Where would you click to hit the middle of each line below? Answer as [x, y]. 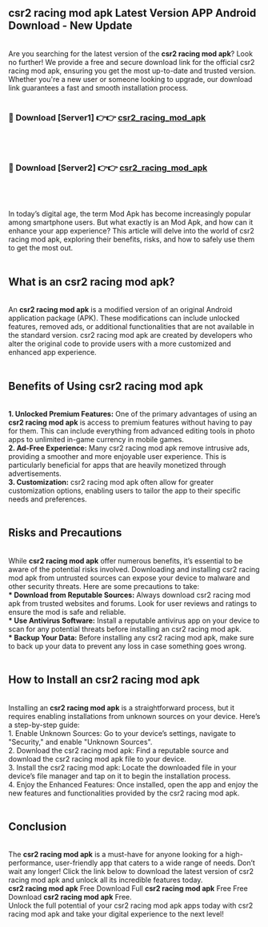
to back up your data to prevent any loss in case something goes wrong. [127, 646]
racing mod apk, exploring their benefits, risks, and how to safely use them [132, 239]
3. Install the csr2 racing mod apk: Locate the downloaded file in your [123, 767]
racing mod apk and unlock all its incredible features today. [106, 880]
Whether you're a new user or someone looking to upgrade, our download [130, 79]
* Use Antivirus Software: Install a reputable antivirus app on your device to [134, 620]
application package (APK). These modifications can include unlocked [124, 318]
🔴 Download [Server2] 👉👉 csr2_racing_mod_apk [108, 168]
